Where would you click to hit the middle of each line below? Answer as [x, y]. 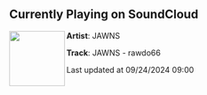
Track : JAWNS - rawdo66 [114, 53]
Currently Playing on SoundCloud [104, 15]
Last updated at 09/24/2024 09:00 [130, 69]
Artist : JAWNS [93, 35]
